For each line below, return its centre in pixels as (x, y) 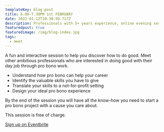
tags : (10, 37)
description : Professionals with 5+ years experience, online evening (78, 23)
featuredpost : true (25, 28)
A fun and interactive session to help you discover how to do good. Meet (78, 55)
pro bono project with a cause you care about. (51, 105)
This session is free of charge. (36, 115)
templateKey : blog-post (29, 10)
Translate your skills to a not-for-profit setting (58, 86)
